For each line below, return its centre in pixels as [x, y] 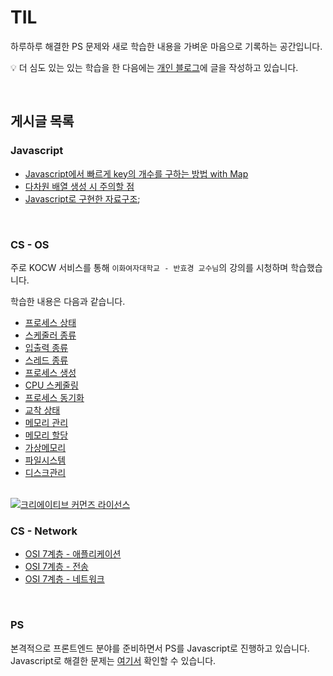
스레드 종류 [46, 360]
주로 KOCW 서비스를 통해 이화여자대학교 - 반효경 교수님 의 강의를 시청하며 [149, 267]
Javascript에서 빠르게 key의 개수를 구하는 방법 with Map [136, 173]
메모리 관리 [46, 422]
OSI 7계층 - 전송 [56, 567]
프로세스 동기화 [54, 397]
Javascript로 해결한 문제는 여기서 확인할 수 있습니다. [113, 660]
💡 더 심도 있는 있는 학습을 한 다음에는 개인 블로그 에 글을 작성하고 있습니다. [154, 67]
